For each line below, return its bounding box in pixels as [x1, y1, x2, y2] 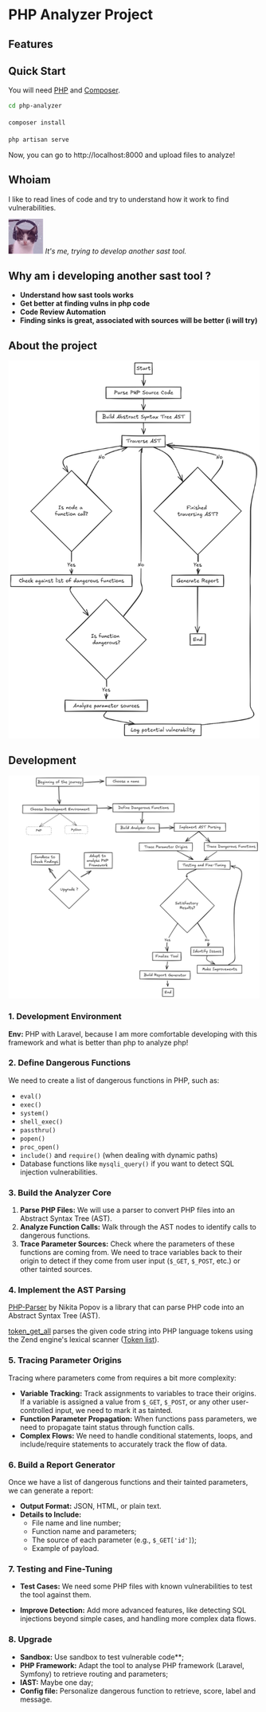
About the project [8, 339, 98, 352]
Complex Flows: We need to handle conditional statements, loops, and [19, 1431, 253, 1440]
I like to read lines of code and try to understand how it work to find [8, 194, 229, 204]
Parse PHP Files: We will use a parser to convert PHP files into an [19, 1206, 235, 1215]
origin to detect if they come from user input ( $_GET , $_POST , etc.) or [19, 1256, 241, 1265]
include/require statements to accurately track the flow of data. [19, 1439, 228, 1449]
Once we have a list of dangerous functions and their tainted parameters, [8, 1478, 248, 1487]
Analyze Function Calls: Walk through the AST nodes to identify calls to [19, 1222, 256, 1232]
